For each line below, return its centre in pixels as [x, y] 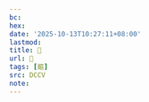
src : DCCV [28, 75]
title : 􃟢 [25, 51]
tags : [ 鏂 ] [29, 67]
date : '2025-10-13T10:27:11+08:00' [75, 34]
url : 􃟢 [21, 59]
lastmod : [25, 42]
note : [19, 83]
